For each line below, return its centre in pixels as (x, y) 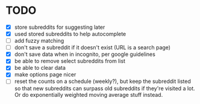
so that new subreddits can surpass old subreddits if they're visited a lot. (105, 88)
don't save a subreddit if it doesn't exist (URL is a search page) (92, 47)
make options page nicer (45, 75)
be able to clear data (40, 68)
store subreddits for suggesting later (60, 27)
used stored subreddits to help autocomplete (70, 34)
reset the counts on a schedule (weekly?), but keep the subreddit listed (102, 81)
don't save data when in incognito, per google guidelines (85, 54)
